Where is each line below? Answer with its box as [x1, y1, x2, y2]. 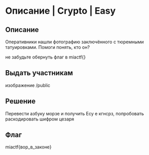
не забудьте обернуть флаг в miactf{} [5, 54, 86, 60]
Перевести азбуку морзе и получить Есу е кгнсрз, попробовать [5, 110, 144, 116]
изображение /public [5, 82, 51, 88]
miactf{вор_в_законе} [5, 144, 52, 150]
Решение [5, 97, 36, 106]
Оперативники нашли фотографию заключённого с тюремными [5, 39, 144, 45]
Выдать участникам [5, 69, 73, 77]
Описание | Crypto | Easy [5, 5, 116, 17]
